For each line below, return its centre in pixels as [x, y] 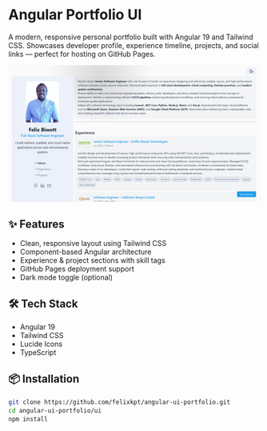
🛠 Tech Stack [43, 303]
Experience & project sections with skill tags [92, 260]
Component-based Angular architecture [86, 252]
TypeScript [38, 352]
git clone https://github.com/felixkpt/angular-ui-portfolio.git [119, 402]
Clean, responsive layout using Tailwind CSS [93, 244]
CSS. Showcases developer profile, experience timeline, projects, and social [134, 45]
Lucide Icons [41, 344]
